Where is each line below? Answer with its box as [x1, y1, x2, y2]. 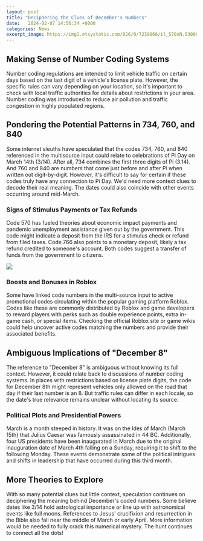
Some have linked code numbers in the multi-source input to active [6, 291, 173, 299]
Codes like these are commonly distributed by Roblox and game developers [6, 304, 195, 312]
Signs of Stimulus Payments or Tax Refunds [6, 205, 138, 214]
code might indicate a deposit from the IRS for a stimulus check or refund [6, 232, 189, 239]
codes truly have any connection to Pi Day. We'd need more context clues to [6, 177, 196, 185]
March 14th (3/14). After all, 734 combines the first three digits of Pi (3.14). [6, 158, 190, 165]
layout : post [6, 8, 39, 15]
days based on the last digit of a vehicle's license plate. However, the [6, 76, 178, 84]
